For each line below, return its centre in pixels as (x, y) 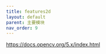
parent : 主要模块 (25, 22)
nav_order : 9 (22, 28)
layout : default (26, 17)
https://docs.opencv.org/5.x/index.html (53, 45)
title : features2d (28, 11)
